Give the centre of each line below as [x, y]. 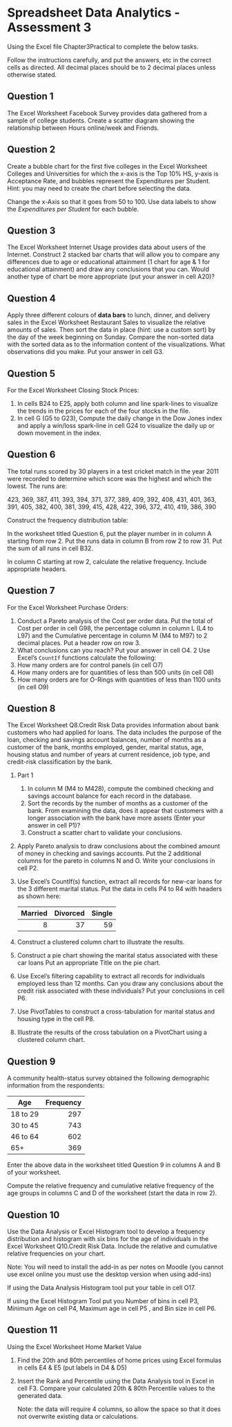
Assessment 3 [49, 27]
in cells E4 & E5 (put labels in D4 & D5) [72, 1368]
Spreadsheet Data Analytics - [94, 13]
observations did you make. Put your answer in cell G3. [86, 352]
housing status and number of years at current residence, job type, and [109, 754]
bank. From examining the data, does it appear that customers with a [125, 811]
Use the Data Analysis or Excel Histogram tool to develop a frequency [106, 1231]
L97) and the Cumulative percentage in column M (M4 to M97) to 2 [112, 635]
